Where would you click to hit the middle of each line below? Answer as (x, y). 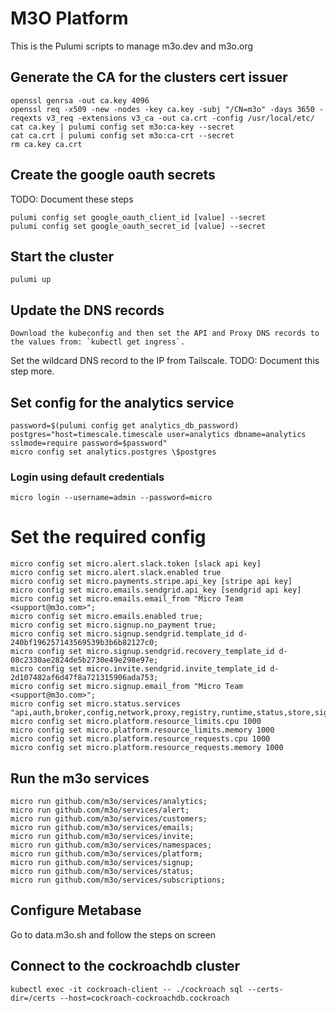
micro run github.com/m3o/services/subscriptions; (118, 880)
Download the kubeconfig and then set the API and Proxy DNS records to (165, 333)
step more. (32, 371)
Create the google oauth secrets (113, 175)
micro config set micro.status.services (96, 704)
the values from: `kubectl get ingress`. (98, 342)
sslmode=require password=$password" (89, 443)
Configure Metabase (76, 910)
